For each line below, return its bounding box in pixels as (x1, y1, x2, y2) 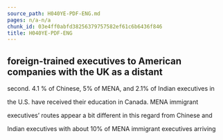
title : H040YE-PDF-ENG (7, 29, 73, 37)
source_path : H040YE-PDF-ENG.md (7, 10, 100, 17)
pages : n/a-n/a (7, 17, 51, 24)
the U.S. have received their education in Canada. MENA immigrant (7, 98, 199, 106)
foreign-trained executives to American (7, 55, 182, 67)
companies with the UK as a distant (7, 66, 163, 78)
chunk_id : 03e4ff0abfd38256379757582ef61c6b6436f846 (7, 23, 163, 30)
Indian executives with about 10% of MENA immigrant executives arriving (7, 125, 216, 133)
